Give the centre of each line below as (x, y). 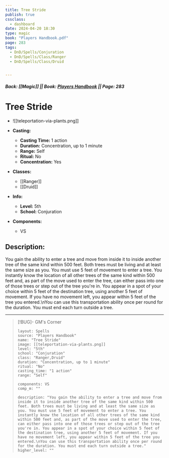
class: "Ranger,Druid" (41, 358)
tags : (11, 47)
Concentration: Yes (41, 161)
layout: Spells (33, 331)
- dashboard (22, 24)
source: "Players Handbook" (47, 335)
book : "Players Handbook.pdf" (37, 38)
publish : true (20, 15)
